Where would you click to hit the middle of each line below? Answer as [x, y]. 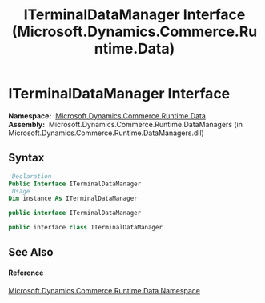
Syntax [26, 158]
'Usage [19, 191]
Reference [26, 273]
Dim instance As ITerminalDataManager [73, 199]
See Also [31, 252]
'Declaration [30, 176]
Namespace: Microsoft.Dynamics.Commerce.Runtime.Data [107, 116]
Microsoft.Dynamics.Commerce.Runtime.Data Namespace [104, 290]
